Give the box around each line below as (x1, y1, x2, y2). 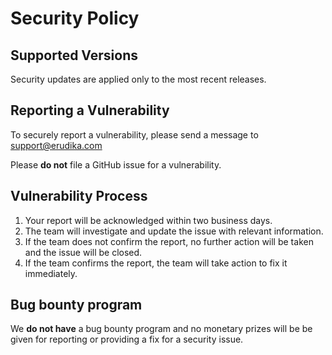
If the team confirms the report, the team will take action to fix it (24, 257, 288, 269)
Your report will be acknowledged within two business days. (24, 214, 273, 226)
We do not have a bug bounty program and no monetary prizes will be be (10, 323, 313, 335)
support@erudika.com (10, 139, 103, 151)
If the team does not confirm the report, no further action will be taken (24, 235, 314, 247)
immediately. (24, 267, 78, 279)
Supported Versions (10, 47, 138, 64)
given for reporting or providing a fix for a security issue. (10, 333, 244, 346)
